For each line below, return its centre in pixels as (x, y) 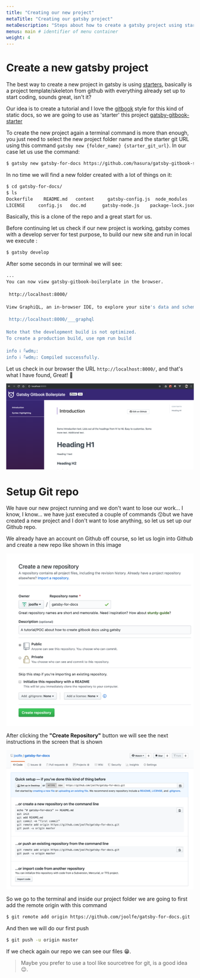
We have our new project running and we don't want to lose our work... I (95, 508)
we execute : (22, 241)
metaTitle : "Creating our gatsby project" (60, 19)
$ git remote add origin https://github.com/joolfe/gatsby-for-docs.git (98, 917)
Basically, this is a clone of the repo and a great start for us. (79, 217)
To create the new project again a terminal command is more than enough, (98, 133)
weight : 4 (18, 38)
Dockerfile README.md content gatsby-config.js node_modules (97, 199)
